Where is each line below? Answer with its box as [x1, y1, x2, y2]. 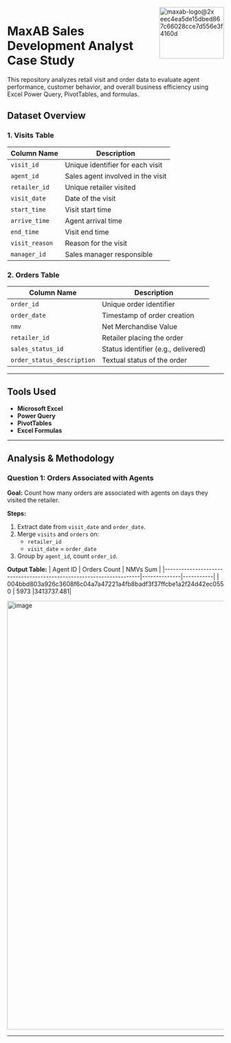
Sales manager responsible [65, 249, 153, 259]
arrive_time [10, 217, 50, 224]
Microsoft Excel [16, 404, 63, 412]
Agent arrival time [65, 216, 122, 226]
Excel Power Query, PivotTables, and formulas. [7, 89, 140, 98]
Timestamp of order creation [102, 310, 195, 320]
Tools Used [7, 386, 56, 398]
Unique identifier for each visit [65, 160, 163, 169]
